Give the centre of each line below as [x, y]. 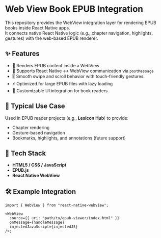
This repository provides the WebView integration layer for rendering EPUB [81, 23]
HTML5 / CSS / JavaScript [39, 165]
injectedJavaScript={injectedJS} [44, 227]
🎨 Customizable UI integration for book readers [60, 91]
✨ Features [22, 54]
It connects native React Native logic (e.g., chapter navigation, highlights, [79, 33]
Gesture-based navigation [39, 132]
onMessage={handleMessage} [37, 223]
